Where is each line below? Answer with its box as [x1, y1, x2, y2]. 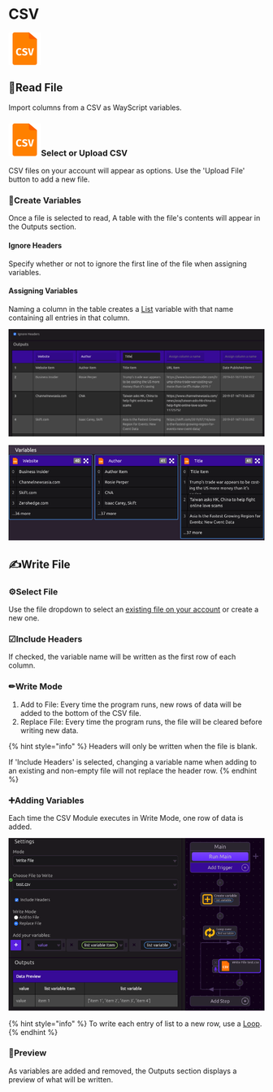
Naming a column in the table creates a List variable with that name [8, 304, 234, 314]
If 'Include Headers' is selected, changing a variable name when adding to [8, 757, 258, 766]
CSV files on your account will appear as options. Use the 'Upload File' [8, 166, 245, 176]
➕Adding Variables [8, 795, 84, 806]
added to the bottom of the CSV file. [19, 708, 142, 717]
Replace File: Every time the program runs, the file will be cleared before [19, 717, 262, 726]
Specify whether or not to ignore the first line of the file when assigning [8, 258, 248, 269]
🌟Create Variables [8, 195, 82, 206]
